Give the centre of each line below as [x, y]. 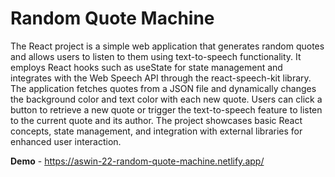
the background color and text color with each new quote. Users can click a [166, 99]
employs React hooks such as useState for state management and [146, 67]
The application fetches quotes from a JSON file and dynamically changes [163, 88]
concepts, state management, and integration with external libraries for [156, 131]
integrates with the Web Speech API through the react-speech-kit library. [161, 78]
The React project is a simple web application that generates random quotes [167, 46]
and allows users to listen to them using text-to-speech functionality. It [156, 56]
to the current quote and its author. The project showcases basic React [156, 120]
